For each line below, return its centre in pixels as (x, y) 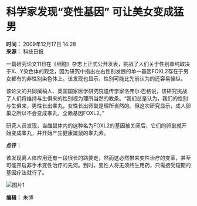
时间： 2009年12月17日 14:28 (41, 44)
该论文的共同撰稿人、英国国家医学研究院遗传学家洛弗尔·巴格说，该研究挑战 (97, 91)
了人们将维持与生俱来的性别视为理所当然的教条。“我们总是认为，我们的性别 (97, 98)
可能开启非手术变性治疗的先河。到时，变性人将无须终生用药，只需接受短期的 (98, 165)
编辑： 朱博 (20, 197)
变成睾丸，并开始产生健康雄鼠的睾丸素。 (60, 133)
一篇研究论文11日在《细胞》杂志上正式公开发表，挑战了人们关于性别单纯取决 (98, 64)
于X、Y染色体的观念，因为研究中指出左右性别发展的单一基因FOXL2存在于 (95, 71)
